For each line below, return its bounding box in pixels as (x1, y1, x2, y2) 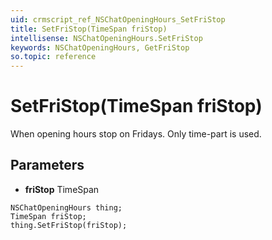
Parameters (10, 157, 85, 174)
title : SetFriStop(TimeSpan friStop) (10, 24, 168, 34)
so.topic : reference (10, 52, 97, 62)
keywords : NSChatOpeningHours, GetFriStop (10, 42, 190, 53)
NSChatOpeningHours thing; (10, 202, 123, 213)
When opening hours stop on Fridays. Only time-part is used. (10, 128, 262, 140)
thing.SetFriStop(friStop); (10, 220, 128, 230)
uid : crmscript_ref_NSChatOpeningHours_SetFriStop (10, 14, 226, 25)
